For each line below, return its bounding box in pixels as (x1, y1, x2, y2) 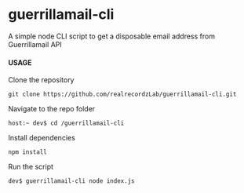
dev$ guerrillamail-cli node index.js (8, 177, 135, 185)
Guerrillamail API (8, 39, 63, 49)
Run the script (8, 162, 53, 172)
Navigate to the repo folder (8, 104, 96, 114)
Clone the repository (8, 75, 75, 85)
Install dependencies (8, 133, 76, 143)
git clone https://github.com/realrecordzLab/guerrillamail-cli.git (8, 90, 237, 99)
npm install (8, 148, 47, 156)
